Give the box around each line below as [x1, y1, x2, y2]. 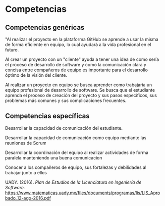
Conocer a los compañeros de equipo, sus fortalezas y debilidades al [5, 164, 147, 170]
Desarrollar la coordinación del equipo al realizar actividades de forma [5, 150, 149, 155]
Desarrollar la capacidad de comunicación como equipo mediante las [5, 135, 147, 141]
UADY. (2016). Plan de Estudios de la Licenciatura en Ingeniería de [5, 179, 142, 185]
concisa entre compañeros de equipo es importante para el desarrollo [5, 67, 148, 73]
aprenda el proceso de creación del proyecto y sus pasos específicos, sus [5, 93, 157, 98]
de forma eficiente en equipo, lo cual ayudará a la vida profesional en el [5, 42, 151, 48]
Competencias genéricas [5, 23, 85, 32]
